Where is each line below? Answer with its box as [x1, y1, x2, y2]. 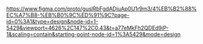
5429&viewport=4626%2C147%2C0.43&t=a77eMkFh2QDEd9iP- [6, 24, 169, 31]
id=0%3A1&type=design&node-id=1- [6, 18, 98, 25]
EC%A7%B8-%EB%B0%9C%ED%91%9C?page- [6, 11, 129, 19]
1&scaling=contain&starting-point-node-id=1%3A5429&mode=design [6, 31, 181, 38]
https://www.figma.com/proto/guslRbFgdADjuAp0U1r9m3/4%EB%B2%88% [6, 5, 198, 12]
